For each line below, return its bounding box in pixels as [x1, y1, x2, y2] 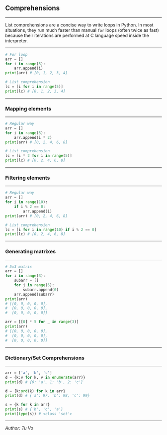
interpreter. [5, 37, 28, 44]
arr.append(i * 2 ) [14, 135, 52, 140]
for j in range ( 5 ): [14, 283, 55, 288]
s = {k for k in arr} [5, 402, 50, 407]
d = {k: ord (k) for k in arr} [5, 388, 66, 394]
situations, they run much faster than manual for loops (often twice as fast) [5, 27, 159, 33]
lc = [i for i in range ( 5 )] [5, 84, 64, 89]
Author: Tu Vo [5, 425, 34, 431]
